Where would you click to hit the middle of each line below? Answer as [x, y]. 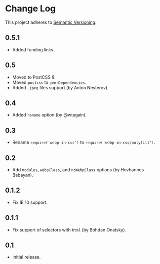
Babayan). [23, 175]
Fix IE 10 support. [30, 202]
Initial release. [26, 257]
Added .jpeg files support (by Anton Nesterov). [60, 87]
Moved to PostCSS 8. [34, 77]
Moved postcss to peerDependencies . [49, 82]
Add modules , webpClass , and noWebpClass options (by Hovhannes [78, 170]
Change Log [30, 9]
